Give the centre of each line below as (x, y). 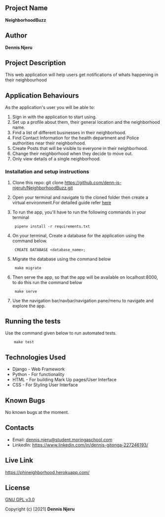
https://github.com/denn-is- (93, 183)
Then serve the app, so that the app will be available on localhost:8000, (85, 277)
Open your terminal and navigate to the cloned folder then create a (80, 197)
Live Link (19, 461)
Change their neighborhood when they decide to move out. (73, 154)
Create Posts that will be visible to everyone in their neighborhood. (80, 148)
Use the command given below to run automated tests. (61, 333)
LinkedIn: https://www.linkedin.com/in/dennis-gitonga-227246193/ (80, 445)
